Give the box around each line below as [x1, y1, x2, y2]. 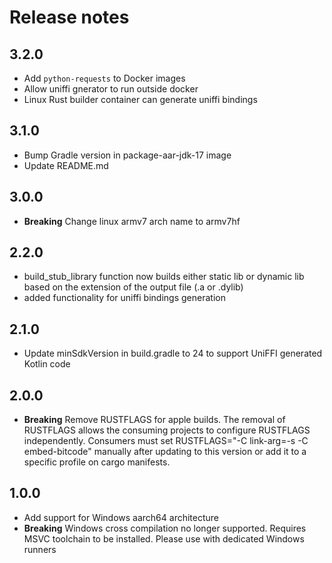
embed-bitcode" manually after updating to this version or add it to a [23, 446, 307, 458]
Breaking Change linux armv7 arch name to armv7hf [23, 215, 241, 227]
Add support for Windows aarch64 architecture [23, 511, 220, 523]
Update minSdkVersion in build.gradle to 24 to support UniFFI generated [23, 347, 323, 360]
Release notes [9, 6, 130, 29]
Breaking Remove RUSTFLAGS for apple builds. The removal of [23, 414, 286, 426]
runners [23, 543, 57, 555]
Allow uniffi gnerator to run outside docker [23, 83, 199, 95]
